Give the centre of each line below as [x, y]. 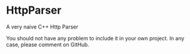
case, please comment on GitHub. [48, 45]
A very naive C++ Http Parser [42, 27]
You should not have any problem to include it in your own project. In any [95, 38]
